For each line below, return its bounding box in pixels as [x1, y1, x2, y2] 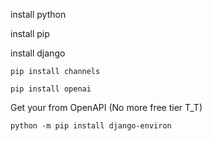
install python [10, 9, 67, 20]
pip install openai [10, 84, 92, 94]
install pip [10, 28, 50, 39]
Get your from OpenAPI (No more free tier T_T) [10, 102, 203, 113]
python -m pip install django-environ [10, 121, 172, 131]
